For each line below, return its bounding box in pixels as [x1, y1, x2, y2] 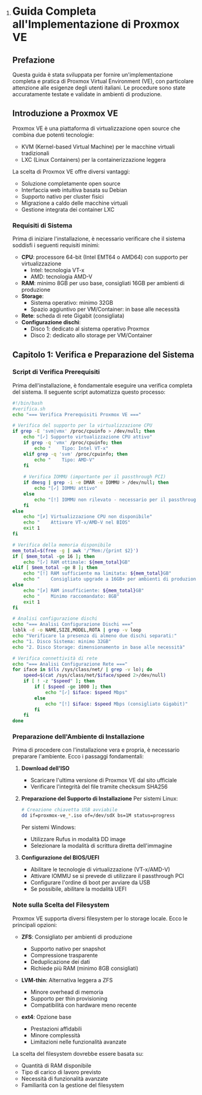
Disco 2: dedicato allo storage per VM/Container [30, 332, 153, 339]
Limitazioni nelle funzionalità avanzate [30, 1038, 127, 1045]
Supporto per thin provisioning [30, 994, 108, 1002]
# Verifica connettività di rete [12, 655, 98, 662]
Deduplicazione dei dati [30, 958, 91, 965]
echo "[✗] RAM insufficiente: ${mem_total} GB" [23, 587, 144, 593]
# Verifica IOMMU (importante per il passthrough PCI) [23, 474, 166, 480]
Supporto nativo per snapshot [30, 945, 106, 952]
